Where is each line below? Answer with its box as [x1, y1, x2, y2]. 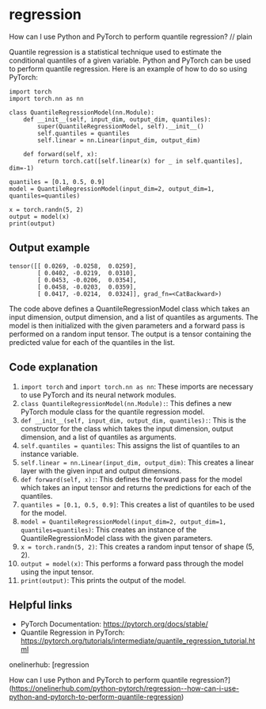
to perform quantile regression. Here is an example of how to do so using [9, 63, 248, 73]
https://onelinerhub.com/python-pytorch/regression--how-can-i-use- [11, 684, 240, 693]
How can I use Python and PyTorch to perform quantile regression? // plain [9, 32, 253, 41]
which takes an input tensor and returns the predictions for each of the [20, 482, 252, 492]
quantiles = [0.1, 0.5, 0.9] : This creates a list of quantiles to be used [20, 500, 255, 509]
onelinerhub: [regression [9, 660, 89, 669]
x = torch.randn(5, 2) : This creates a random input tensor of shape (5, [20, 542, 255, 551]
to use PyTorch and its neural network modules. [20, 390, 177, 400]
